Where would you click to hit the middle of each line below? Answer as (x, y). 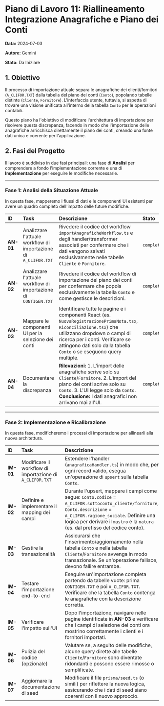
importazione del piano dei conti (96, 280)
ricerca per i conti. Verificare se (95, 339)
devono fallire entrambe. (93, 566)
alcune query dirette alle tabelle (101, 652)
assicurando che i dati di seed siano (106, 690)
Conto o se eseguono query (90, 351)
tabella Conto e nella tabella (96, 548)
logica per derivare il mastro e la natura (109, 522)
